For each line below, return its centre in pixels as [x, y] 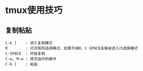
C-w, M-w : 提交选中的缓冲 [31, 59]
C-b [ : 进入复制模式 [29, 43]
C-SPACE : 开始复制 [25, 53]
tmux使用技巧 [34, 10]
